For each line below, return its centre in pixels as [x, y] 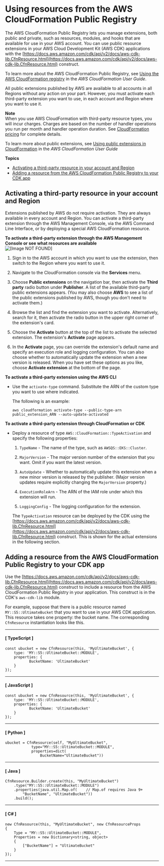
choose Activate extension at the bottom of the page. [66, 367]
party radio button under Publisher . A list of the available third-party [81, 287]
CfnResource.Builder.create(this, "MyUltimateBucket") [62, 781]
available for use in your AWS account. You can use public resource [73, 43]
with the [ [15, 54]
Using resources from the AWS [69, 9]
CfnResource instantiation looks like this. [45, 622]
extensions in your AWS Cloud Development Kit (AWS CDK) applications [78, 48]
